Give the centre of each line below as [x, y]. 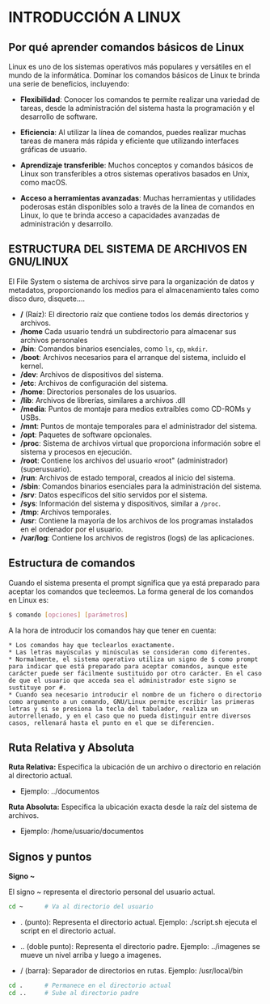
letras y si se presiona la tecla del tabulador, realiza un [114, 709]
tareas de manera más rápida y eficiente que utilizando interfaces [129, 141]
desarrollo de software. [59, 116]
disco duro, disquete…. [47, 299]
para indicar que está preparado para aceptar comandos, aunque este [128, 666]
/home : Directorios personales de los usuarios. [98, 392]
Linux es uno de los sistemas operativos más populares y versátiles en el [130, 66]
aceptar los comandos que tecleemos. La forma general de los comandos [131, 591]
